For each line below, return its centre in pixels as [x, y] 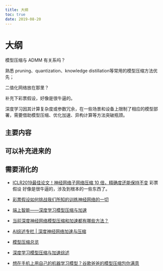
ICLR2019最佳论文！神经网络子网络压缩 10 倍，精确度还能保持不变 [80, 182]
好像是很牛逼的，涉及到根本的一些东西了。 [66, 188]
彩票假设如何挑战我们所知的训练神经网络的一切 [60, 199]
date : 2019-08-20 [23, 19]
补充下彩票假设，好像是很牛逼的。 [40, 98]
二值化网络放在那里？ [27, 87]
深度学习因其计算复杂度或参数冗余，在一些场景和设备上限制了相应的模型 [79, 109]
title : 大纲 [17, 10]
